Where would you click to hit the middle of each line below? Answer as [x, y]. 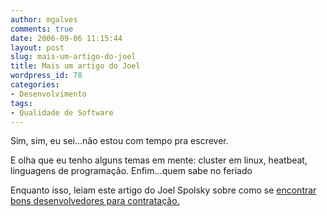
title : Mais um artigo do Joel [75, 66]
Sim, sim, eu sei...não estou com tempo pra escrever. [119, 141]
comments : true [42, 29]
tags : [21, 103]
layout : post [37, 47]
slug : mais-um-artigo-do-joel [73, 57]
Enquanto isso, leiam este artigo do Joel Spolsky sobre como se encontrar [163, 190]
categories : [35, 85]
